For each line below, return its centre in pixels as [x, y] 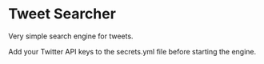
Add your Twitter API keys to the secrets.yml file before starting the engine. [132, 51]
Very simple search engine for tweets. [71, 36]
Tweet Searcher [62, 14]
